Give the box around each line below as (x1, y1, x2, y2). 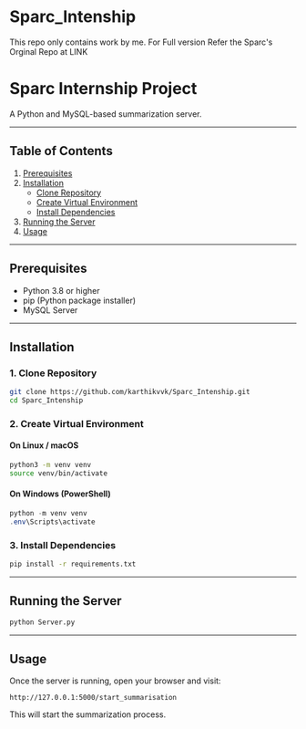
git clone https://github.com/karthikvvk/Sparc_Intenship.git (9, 388, 250, 397)
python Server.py (9, 618, 76, 627)
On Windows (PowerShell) (9, 488, 111, 499)
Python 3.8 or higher (22, 285, 100, 296)
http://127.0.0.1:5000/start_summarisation (9, 693, 178, 703)
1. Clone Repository (9, 367, 97, 380)
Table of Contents (9, 143, 114, 159)
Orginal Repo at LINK (9, 46, 88, 57)
